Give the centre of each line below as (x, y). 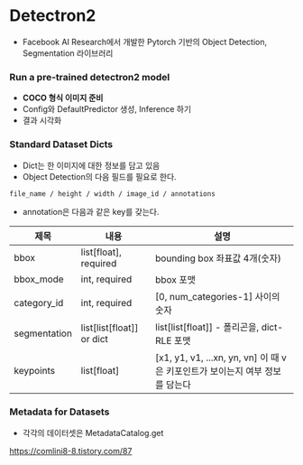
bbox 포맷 (175, 279)
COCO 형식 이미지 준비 (63, 98)
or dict (94, 339)
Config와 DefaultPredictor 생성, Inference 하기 (107, 109)
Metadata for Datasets (60, 412)
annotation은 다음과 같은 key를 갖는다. (91, 211)
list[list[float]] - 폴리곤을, (207, 327)
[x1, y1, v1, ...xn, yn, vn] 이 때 (217, 358)
